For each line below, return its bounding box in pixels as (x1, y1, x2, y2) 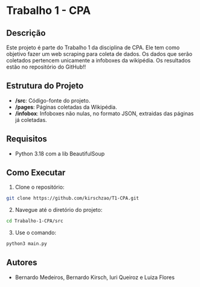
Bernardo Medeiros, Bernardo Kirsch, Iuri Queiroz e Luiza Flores (15, 274, 175, 281)
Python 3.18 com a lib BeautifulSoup (15, 150, 105, 157)
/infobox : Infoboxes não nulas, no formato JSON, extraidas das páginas (15, 110, 194, 117)
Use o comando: (15, 229, 56, 237)
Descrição (6, 28, 46, 38)
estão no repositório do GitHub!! (6, 63, 86, 70)
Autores (6, 257, 37, 268)
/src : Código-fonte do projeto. (15, 96, 91, 104)
